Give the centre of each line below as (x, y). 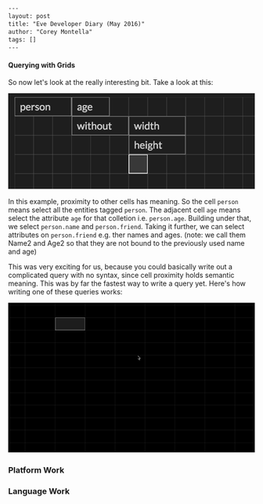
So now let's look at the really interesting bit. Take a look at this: (111, 82)
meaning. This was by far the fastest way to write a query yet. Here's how (127, 283)
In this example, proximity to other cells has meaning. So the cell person (123, 201)
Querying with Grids (42, 65)
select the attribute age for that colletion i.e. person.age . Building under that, (130, 218)
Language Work (39, 491)
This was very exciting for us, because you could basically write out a (121, 266)
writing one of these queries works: (65, 291)
